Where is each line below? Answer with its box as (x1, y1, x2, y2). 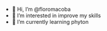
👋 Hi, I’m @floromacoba (11, 6, 71, 13)
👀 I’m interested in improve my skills (11, 12, 101, 19)
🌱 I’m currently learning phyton (11, 18, 89, 25)
